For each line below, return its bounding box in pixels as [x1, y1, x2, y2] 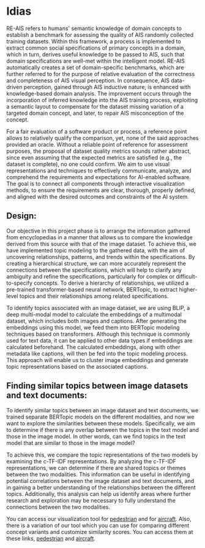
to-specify [6, 279, 32, 287]
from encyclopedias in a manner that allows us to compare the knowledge [6, 233, 193, 241]
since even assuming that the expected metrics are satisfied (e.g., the [6, 153, 182, 161]
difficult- [176, 272, 198, 280]
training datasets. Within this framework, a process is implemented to [6, 37, 182, 45]
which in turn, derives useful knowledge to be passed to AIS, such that [6, 50, 185, 58]
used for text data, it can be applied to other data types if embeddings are [6, 336, 193, 344]
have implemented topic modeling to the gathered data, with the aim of [6, 247, 185, 254]
